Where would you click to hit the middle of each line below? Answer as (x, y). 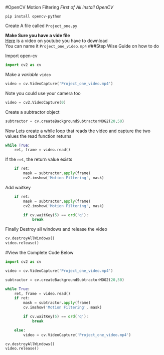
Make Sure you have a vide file (38, 35)
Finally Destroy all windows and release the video (56, 229)
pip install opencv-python (33, 17)
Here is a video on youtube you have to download (56, 41)
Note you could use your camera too (43, 93)
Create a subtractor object (32, 112)
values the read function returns (38, 136)
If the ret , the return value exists (39, 159)
